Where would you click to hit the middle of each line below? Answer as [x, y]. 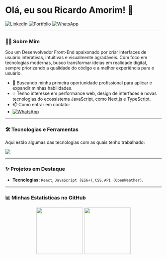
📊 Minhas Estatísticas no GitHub [45, 197]
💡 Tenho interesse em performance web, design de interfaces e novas [84, 93]
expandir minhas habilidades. [42, 88]
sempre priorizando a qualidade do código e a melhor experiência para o [80, 68]
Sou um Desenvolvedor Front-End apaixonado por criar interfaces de [76, 52]
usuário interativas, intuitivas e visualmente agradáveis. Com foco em [76, 58]
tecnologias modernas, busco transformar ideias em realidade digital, [76, 63]
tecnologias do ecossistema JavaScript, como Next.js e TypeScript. [82, 99]
